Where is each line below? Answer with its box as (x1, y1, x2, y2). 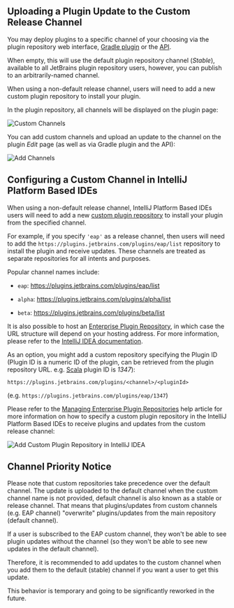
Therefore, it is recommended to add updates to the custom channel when (7, 558, 221, 567)
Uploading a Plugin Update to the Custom (7, 6, 191, 17)
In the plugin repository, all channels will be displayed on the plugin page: (7, 105, 219, 114)
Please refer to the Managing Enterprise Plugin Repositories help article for (7, 404, 223, 413)
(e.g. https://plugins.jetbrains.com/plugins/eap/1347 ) (7, 391, 169, 400)
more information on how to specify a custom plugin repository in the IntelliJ (7, 412, 227, 420)
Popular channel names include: (7, 267, 100, 276)
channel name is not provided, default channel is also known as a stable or (7, 494, 222, 502)
